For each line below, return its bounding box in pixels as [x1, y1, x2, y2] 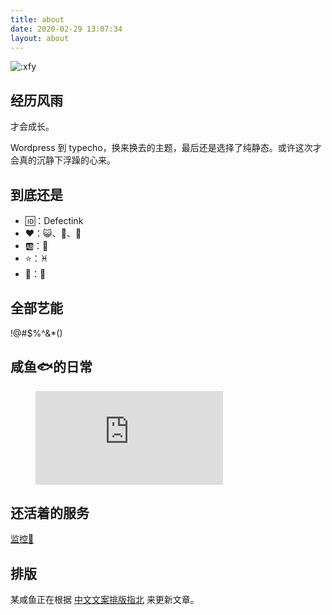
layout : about [10, 33, 70, 43]
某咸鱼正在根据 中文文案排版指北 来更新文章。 [10, 594, 200, 606]
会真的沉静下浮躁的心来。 [10, 154, 116, 166]
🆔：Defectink [24, 215, 84, 226]
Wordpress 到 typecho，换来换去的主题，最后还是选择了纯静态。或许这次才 [10, 142, 322, 154]
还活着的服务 [10, 505, 90, 522]
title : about [10, 14, 65, 25]
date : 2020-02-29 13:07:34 [10, 24, 123, 34]
